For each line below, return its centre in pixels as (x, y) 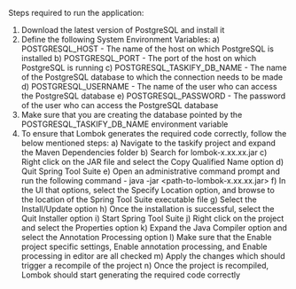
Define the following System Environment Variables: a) (121, 39)
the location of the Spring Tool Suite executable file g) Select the (139, 199)
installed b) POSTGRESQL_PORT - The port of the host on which (139, 58)
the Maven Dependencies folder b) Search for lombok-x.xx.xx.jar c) (144, 152)
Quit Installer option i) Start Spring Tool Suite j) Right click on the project (152, 218)
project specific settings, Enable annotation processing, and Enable (144, 246)
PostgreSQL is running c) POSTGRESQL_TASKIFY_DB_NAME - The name (154, 67)
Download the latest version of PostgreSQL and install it (123, 30)
